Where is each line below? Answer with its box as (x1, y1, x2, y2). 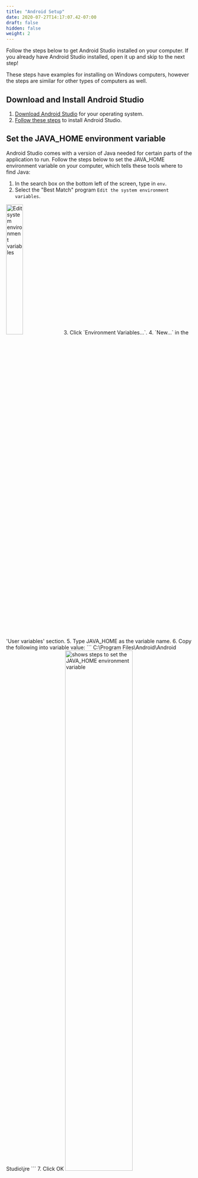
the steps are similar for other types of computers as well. (6, 78, 148, 85)
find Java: (6, 168, 31, 175)
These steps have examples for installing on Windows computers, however (6, 71, 190, 78)
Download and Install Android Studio (6, 94, 144, 104)
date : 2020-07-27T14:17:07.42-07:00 (6, 14, 97, 20)
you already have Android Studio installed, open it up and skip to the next (6, 53, 185, 60)
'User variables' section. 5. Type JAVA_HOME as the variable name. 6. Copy (6, 637, 191, 644)
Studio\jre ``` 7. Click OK (6, 1165, 64, 1172)
